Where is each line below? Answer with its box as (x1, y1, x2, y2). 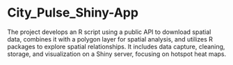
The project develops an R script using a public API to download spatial (7, 28, 211, 36)
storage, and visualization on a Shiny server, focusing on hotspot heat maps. (7, 50, 227, 58)
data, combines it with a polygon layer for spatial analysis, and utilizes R (7, 35, 214, 43)
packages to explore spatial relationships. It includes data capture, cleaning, (7, 42, 225, 50)
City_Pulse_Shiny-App (7, 5, 139, 21)
